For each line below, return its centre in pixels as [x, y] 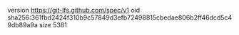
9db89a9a [22, 25]
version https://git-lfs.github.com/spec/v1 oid [74, 10]
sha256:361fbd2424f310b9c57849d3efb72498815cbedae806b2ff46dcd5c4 [120, 17]
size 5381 [53, 25]
